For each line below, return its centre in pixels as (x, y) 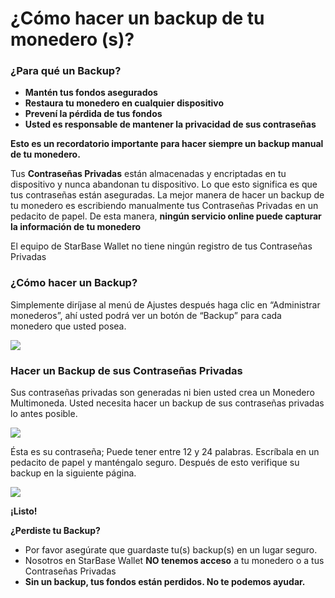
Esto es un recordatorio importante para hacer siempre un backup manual (167, 144)
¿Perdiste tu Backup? (55, 531)
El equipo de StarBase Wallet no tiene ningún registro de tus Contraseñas (161, 246)
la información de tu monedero (76, 227)
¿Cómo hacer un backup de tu (137, 18)
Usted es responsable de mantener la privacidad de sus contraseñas (170, 124)
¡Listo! (24, 511)
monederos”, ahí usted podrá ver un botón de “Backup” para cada (146, 315)
